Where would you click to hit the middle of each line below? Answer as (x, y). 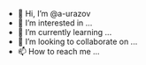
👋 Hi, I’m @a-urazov (54, 14)
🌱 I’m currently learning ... (65, 32)
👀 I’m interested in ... (55, 23)
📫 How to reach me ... (58, 51)
